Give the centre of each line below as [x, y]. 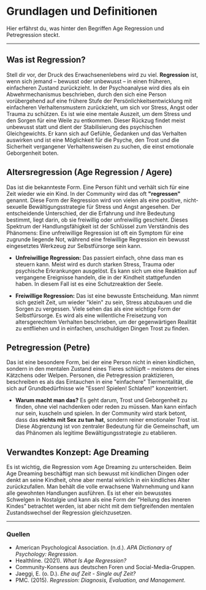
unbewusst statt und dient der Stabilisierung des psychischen [84, 126]
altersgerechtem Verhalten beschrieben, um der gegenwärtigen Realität [106, 322]
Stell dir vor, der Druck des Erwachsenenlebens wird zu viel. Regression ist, [102, 74]
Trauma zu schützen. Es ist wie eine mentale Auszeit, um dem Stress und [99, 114]
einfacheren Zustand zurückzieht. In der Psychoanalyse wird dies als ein [98, 88]
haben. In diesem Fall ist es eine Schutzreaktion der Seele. [89, 284]
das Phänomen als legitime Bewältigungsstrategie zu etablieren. [96, 433]
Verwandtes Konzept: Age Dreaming [78, 452]
